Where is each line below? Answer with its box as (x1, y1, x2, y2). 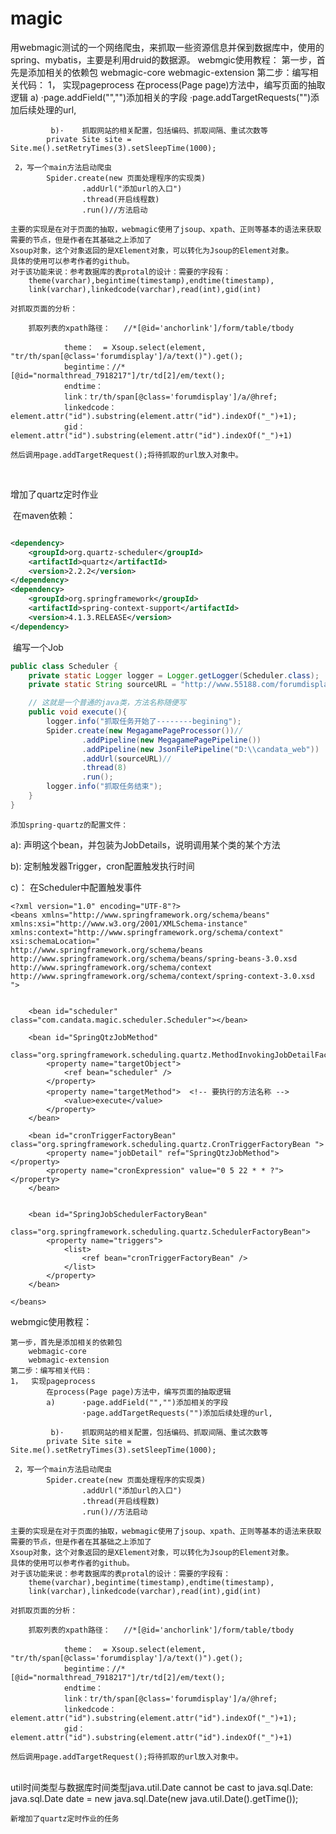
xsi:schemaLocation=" (10, 936, 101, 946)
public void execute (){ (28, 707, 128, 717)
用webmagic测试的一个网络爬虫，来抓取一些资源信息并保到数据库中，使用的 (10, 41, 325, 53)
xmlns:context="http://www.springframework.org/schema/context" (10, 927, 284, 937)
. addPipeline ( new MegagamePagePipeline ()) (81, 735, 262, 745)
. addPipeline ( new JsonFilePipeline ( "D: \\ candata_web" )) (81, 744, 320, 754)
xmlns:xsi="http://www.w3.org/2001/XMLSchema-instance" (10, 918, 248, 929)
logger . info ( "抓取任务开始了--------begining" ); (46, 717, 242, 727)
